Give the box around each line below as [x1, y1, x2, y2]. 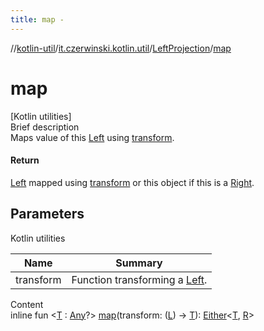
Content [10, 298, 44, 310]
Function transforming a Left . [71, 272, 208, 286]
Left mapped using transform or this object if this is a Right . [10, 176, 255, 188]
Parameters [10, 206, 85, 223]
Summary [115, 256, 163, 270]
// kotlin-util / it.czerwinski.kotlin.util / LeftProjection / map [10, 42, 232, 54]
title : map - [10, 14, 65, 25]
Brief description [10, 121, 80, 133]
